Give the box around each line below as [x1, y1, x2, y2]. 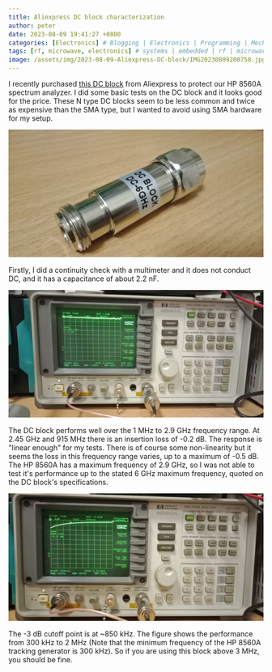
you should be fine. [8, 655, 73, 664]
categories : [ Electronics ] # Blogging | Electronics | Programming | [8, 39, 249, 47]
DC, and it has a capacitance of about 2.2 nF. [8, 274, 159, 283]
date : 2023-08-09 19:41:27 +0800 [8, 30, 121, 38]
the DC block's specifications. [8, 478, 108, 487]
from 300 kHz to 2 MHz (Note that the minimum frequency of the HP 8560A [8, 638, 261, 647]
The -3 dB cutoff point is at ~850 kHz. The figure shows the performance [8, 629, 253, 639]
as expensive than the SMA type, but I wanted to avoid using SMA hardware [8, 105, 262, 114]
